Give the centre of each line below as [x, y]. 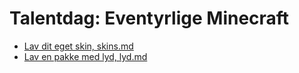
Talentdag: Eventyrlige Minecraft [149, 18]
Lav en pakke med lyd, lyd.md [85, 56]
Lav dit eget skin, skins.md [78, 46]
